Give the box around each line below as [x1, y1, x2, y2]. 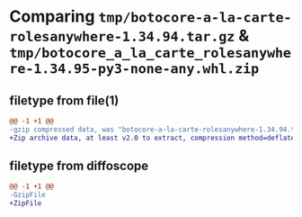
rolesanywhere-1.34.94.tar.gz [9, 29, 235, 46]
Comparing [9, 6, 95, 27]
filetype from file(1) [9, 93, 120, 108]
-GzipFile [9, 191, 47, 200]
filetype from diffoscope [9, 158, 149, 174]
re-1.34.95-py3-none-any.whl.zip [9, 60, 260, 77]
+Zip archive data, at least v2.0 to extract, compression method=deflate [9, 133, 296, 142]
